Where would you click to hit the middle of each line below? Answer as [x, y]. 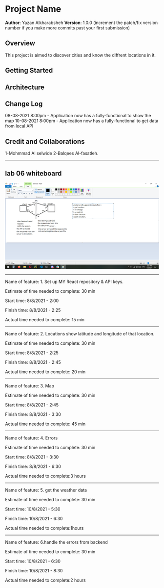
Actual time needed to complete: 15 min [45, 320]
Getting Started [29, 70]
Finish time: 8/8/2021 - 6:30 [33, 466]
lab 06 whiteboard [33, 173]
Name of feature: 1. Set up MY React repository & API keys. [64, 282]
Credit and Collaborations [45, 141]
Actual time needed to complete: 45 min [45, 424]
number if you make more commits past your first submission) [68, 27]
